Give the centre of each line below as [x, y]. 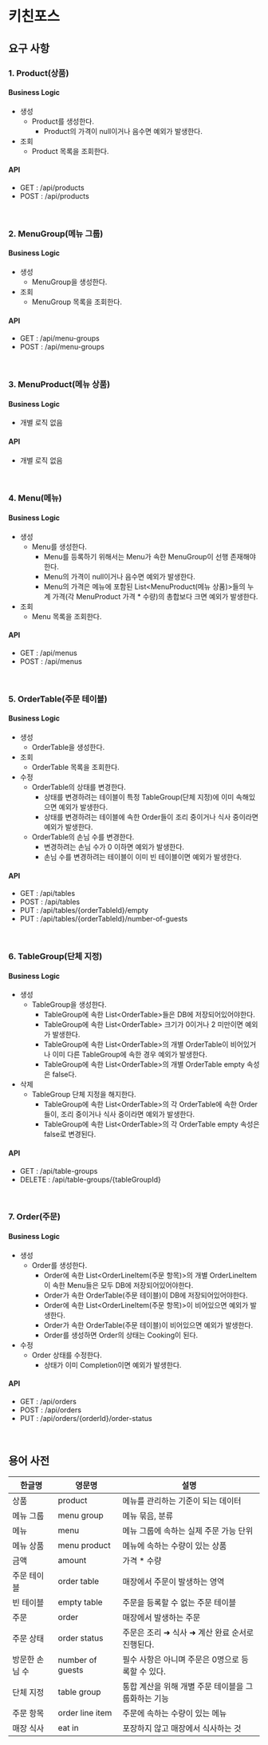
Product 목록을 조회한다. [70, 151]
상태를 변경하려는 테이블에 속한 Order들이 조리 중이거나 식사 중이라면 [151, 817]
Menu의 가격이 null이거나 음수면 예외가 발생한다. [119, 576]
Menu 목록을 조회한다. [67, 616]
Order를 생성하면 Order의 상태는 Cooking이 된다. [121, 1335]
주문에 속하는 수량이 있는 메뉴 [175, 1713]
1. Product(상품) [39, 73]
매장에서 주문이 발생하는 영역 [173, 1581]
